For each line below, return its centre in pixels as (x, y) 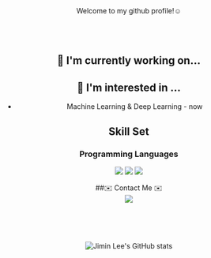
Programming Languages (129, 154)
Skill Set (129, 131)
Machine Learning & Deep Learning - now (135, 107)
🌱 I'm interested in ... (129, 87)
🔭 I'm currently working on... (129, 61)
